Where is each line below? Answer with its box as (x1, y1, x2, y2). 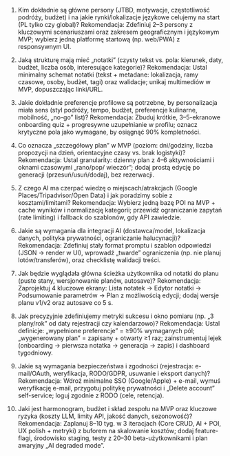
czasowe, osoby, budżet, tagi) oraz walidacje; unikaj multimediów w (17, 78, 211, 86)
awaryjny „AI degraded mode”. (17, 442, 105, 449)
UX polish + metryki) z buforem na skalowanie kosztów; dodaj (17, 427, 194, 435)
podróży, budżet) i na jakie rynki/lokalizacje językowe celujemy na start (17, 13, 220, 21)
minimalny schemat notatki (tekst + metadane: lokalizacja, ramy (17, 70, 198, 79)
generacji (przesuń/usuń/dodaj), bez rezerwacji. (17, 170, 154, 179)
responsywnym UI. (17, 43, 72, 50)
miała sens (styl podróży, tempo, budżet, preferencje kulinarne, (17, 106, 198, 114)
